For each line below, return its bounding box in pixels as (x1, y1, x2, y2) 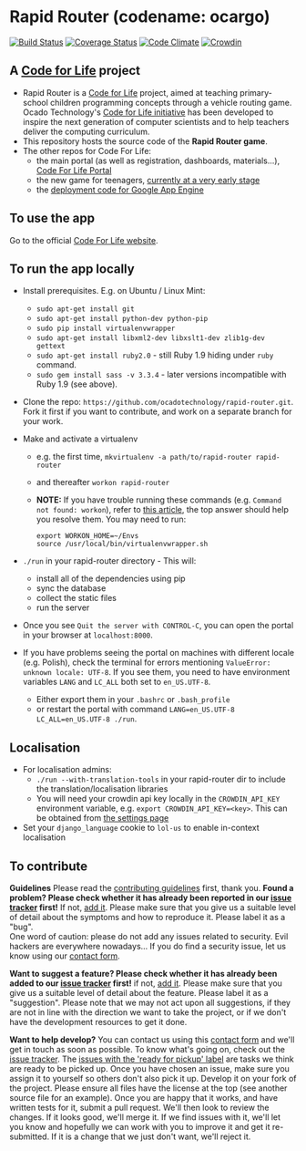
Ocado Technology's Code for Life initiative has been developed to (22, 107, 274, 118)
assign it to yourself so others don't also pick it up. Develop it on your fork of (9, 1073, 297, 1084)
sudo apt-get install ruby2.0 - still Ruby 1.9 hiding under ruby (36, 349, 274, 361)
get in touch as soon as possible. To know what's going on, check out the (9, 1044, 285, 1054)
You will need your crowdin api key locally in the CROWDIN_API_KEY (36, 793, 280, 804)
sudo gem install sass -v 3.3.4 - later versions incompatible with (36, 369, 287, 380)
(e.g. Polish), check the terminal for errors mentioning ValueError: (22, 657, 271, 668)
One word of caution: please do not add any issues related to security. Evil (9, 931, 289, 941)
